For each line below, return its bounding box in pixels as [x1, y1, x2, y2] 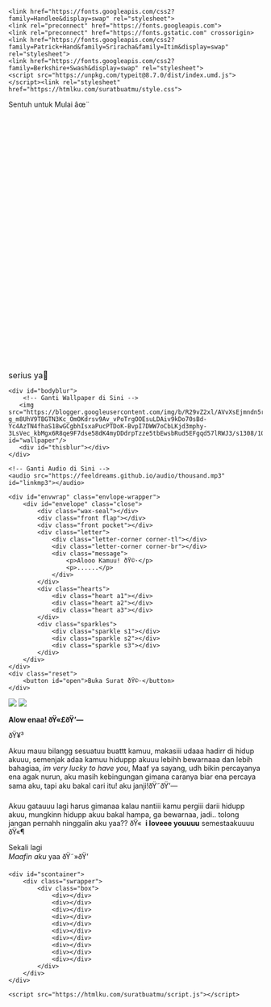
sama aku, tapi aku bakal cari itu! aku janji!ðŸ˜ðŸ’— [8, 781, 178, 790]
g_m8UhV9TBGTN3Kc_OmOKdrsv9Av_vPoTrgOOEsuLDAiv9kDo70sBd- [8, 415, 207, 423]
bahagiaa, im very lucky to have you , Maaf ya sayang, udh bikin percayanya [8, 764, 261, 773]
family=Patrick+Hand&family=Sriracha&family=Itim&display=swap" [8, 43, 229, 51]
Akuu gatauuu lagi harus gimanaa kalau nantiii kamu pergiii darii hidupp [8, 801, 245, 811]
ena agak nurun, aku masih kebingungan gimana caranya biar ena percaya [8, 772, 256, 782]
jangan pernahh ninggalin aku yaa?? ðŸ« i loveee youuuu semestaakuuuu [8, 819, 255, 828]
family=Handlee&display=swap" [8, 15, 110, 23]
